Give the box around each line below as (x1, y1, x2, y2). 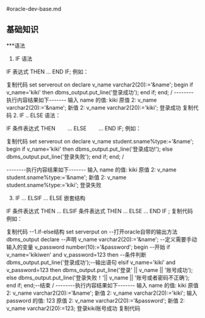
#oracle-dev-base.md (6, 6, 62, 12)
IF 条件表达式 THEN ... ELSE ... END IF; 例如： (6, 124, 142, 132)
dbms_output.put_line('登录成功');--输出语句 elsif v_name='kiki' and (6, 259, 176, 266)
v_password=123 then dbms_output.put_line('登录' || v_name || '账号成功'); (6, 266, 193, 273)
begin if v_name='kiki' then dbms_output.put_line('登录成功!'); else (6, 145, 173, 153)
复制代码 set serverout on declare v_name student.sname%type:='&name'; (6, 137, 194, 145)
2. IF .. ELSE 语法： (13, 112, 61, 119)
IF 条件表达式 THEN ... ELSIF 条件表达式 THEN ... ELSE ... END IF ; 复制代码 (6, 207, 193, 214)
